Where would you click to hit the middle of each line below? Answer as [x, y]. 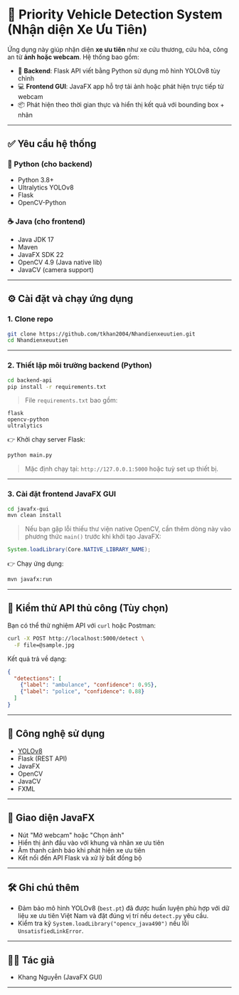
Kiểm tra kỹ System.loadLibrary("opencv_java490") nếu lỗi [103, 923]
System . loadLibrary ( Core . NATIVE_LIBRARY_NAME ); [79, 550]
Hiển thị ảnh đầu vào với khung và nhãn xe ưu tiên [91, 843]
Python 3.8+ [36, 179]
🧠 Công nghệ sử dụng [56, 734]
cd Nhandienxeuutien [38, 340]
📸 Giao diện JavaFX [51, 818]
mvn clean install [34, 516]
